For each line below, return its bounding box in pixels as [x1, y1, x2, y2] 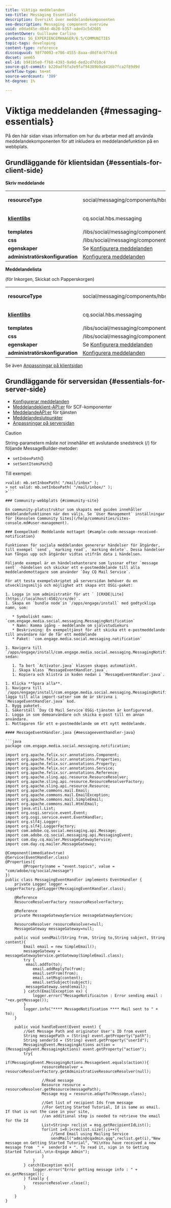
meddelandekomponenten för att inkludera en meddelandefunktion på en [5, 138, 159, 144]
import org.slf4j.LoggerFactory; [5, 824, 76, 829]
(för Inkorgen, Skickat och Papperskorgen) [5, 276, 95, 282]
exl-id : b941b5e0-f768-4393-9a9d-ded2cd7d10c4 [5, 60, 106, 65]
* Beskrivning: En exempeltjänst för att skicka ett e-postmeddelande [12, 627, 165, 633]
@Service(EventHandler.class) [5, 855, 70, 860]
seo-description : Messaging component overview [5, 21, 108, 27]
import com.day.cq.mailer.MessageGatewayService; [5, 837, 113, 843]
